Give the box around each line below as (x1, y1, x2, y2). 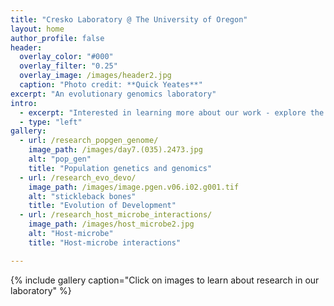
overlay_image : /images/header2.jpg (19, 71, 172, 81)
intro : (10, 98, 38, 108)
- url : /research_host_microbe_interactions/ (19, 210, 213, 220)
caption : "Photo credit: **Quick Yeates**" (19, 80, 203, 90)
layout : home (10, 24, 65, 34)
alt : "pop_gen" (28, 154, 92, 164)
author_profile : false (10, 33, 105, 43)
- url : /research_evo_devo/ (19, 172, 137, 183)
